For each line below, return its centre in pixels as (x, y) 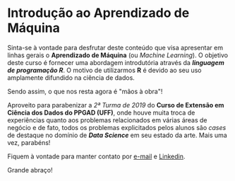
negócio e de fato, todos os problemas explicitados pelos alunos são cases (117, 127)
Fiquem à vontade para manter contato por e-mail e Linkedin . (96, 156)
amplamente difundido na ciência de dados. (71, 77)
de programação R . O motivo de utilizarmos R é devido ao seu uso (104, 70)
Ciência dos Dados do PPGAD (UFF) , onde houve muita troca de (101, 112)
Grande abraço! (30, 170)
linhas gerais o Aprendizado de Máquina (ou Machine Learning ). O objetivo (117, 55)
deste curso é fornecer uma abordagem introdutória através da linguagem (116, 62)
